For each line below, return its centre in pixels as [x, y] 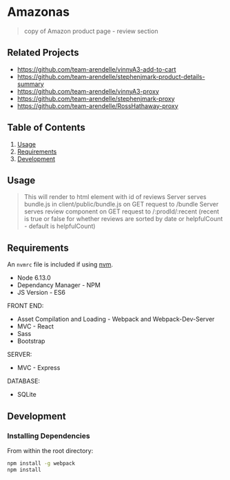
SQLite [27, 395]
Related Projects [43, 53]
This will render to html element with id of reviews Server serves [115, 197]
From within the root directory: [50, 450]
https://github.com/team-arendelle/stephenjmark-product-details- [111, 76]
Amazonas [39, 12]
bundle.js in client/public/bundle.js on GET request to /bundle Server [121, 205]
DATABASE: [23, 381]
